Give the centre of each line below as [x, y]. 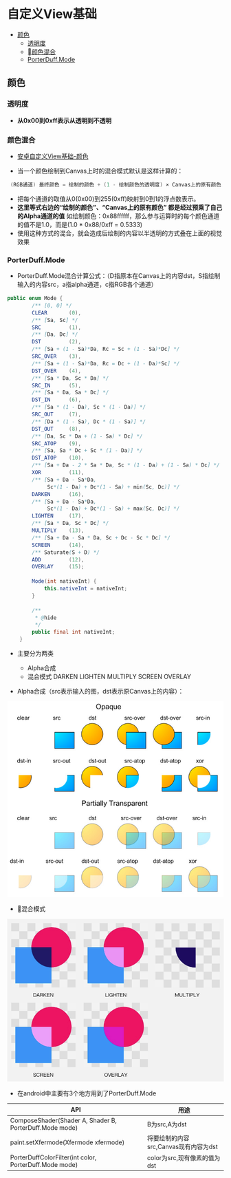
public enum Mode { [35, 299]
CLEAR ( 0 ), [56, 313]
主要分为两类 [35, 654]
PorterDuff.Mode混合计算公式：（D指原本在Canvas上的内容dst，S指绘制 [119, 276]
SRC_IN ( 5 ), [56, 385]
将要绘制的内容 [168, 1138]
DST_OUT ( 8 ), [56, 429]
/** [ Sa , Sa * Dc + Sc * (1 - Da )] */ [87, 451]
